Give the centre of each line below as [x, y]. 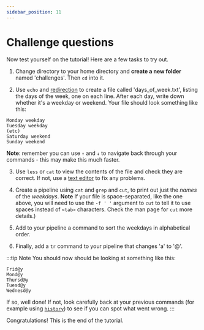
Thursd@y [17, 280]
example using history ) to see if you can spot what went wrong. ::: [91, 308]
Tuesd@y [16, 285]
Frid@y [15, 269]
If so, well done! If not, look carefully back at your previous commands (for [100, 302]
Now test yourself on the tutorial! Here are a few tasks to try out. [87, 59]
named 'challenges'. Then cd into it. [60, 78]
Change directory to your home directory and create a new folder [98, 71]
